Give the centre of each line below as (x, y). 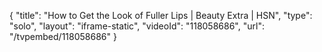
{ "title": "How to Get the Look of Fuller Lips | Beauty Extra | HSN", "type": (161, 15)
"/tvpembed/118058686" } (63, 36)
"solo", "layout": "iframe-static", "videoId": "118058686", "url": (137, 26)
